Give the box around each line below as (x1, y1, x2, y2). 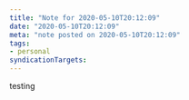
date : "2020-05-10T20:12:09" (9, 22, 120, 31)
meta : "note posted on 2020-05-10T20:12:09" (9, 30, 181, 39)
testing (9, 81, 35, 91)
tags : (9, 38, 30, 48)
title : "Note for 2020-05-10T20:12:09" (9, 13, 161, 23)
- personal (9, 47, 51, 56)
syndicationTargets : (9, 55, 88, 65)
